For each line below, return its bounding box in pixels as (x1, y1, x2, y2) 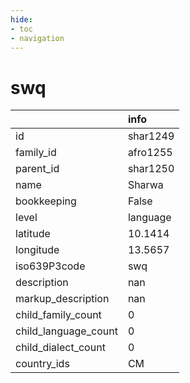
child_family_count (15, 308, 102, 322)
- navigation (10, 33, 65, 43)
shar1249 (127, 129, 175, 143)
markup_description (15, 292, 110, 306)
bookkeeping (15, 194, 77, 208)
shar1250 (127, 162, 175, 176)
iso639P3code (15, 259, 86, 273)
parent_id (15, 162, 60, 176)
